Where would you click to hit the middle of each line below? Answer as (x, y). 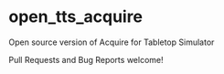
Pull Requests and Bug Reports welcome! (86, 59)
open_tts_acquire (76, 17)
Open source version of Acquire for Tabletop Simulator (112, 42)
